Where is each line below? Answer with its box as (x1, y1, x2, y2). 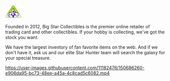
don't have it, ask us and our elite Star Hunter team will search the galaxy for (5, 49, 165, 55)
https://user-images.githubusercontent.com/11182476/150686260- (5, 64, 145, 70)
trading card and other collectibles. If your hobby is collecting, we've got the (5, 29, 165, 35)
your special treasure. (5, 55, 51, 61)
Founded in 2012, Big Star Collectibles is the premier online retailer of (5, 23, 150, 29)
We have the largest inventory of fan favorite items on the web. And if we (5, 44, 158, 50)
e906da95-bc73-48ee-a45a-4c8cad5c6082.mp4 (5, 70, 110, 76)
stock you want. (5, 34, 39, 40)
